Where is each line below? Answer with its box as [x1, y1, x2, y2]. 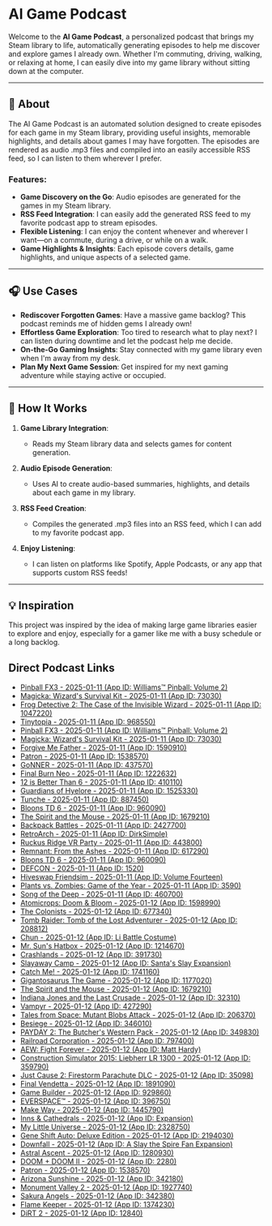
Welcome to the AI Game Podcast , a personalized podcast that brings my [8, 32, 254, 41]
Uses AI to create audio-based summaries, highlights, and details [32, 479, 250, 488]
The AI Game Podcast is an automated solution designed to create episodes [8, 118, 261, 128]
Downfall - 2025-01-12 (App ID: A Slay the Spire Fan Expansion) [19, 1139, 233, 1149]
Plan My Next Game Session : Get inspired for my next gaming [19, 362, 229, 372]
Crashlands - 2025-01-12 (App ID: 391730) [19, 950, 163, 960]
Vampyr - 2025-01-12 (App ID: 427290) [19, 1001, 152, 1011]
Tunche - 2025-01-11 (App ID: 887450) [19, 794, 150, 804]
